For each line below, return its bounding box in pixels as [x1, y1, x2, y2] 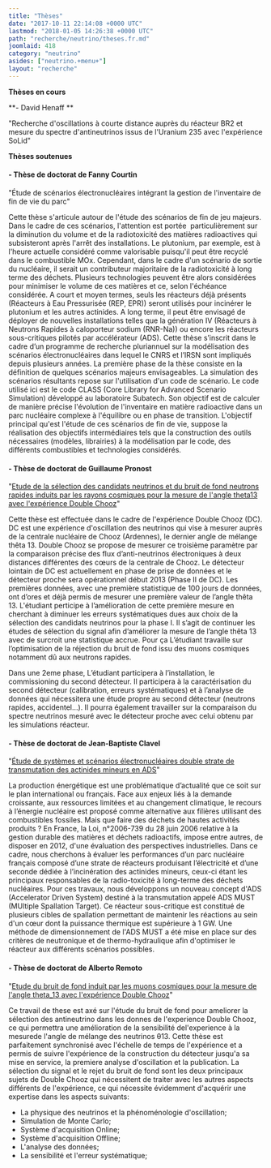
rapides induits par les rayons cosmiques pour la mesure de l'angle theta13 [8, 490, 258, 500]
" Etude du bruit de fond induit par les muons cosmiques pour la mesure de [8, 981, 257, 990]
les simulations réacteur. [8, 719, 90, 730]
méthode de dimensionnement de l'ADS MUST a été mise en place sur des [8, 927, 257, 937]
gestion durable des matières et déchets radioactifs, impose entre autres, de [8, 832, 264, 842]
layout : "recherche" [8, 65, 78, 73]
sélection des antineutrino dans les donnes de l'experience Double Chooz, [8, 1014, 256, 1024]
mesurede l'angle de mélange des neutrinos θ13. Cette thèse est [8, 1031, 224, 1041]
